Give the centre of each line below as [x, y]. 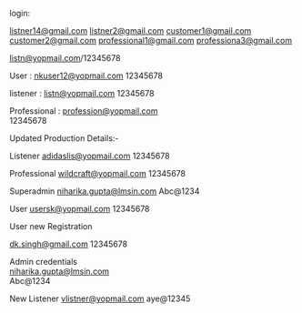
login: [20, 13]
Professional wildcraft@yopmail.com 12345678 [98, 173]
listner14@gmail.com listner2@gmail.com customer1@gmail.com [131, 30]
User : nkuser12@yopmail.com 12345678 [86, 76]
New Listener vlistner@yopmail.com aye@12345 [100, 298]
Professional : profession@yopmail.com [84, 111]
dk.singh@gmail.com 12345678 [69, 244]
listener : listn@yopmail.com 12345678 [82, 93]
